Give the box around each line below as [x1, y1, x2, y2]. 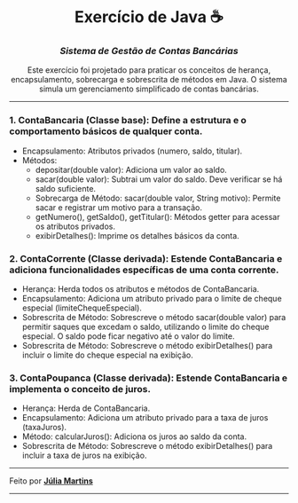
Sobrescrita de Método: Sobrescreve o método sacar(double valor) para [21, 312, 286, 323]
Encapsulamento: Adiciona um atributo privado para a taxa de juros [21, 413, 269, 423]
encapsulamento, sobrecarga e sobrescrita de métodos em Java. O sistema [10, 75, 288, 85]
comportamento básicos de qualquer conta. [9, 125, 203, 138]
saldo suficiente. [35, 183, 96, 193]
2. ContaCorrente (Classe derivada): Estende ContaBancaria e [9, 252, 283, 264]
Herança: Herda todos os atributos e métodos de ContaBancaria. [21, 284, 260, 295]
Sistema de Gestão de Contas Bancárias [59, 45, 239, 58]
